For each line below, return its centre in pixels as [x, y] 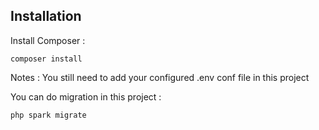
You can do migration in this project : [86, 96]
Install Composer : [48, 40]
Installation [46, 16]
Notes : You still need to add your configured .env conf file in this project [160, 77]
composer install [46, 59]
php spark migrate [48, 115]
